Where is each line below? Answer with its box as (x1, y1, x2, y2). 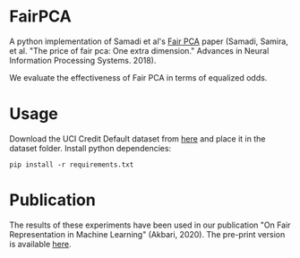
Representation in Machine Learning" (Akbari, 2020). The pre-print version (9, 228, 286, 239)
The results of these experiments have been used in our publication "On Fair (9, 219, 291, 230)
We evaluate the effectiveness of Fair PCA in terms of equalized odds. (9, 72, 268, 82)
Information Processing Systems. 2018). (9, 55, 157, 65)
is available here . (9, 238, 72, 249)
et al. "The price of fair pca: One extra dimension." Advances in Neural (9, 45, 270, 56)
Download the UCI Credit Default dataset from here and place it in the (9, 133, 266, 144)
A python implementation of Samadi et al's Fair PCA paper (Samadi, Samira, (9, 36, 288, 47)
